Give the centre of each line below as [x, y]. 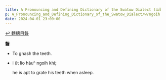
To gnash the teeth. [32, 53]
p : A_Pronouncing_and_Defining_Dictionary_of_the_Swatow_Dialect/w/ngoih [83, 14]
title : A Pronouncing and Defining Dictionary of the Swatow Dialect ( [80, 10]
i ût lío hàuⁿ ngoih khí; [34, 63]
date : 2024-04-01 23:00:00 [33, 19]
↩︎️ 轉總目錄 [17, 33]
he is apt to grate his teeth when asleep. [53, 73]
